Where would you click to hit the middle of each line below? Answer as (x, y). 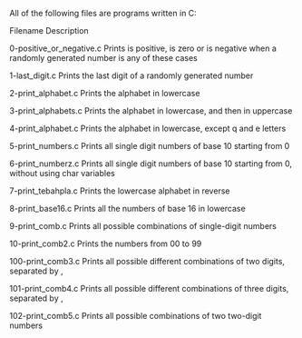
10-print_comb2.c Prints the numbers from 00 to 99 (106, 244)
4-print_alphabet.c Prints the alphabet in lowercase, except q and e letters (148, 128)
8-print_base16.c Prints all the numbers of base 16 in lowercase (128, 209)
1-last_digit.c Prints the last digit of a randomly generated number (132, 75)
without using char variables (62, 173)
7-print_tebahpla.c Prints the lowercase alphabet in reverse (120, 191)
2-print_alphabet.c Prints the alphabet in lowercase (105, 93)
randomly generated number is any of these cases (103, 58)
